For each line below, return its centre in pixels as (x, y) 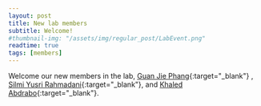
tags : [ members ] (35, 53)
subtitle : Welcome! (41, 31)
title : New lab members (48, 23)
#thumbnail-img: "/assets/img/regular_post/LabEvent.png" (107, 38)
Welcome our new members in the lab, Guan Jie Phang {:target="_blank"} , (131, 76)
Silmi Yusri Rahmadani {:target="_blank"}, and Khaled (96, 84)
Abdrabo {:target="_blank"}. (54, 93)
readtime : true (34, 46)
